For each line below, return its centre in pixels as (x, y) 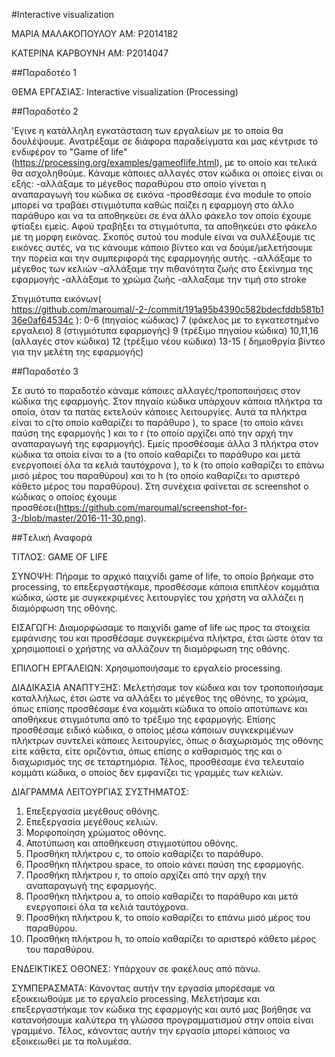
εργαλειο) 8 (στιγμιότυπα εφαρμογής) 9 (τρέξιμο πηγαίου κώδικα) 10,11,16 (165, 330)
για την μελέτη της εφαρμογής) (77, 352)
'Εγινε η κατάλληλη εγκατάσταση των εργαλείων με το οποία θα (147, 130)
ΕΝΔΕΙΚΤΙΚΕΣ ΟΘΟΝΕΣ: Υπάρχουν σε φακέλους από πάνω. (136, 968)
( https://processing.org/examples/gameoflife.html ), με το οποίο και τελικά (164, 162)
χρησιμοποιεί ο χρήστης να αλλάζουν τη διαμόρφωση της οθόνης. (151, 648)
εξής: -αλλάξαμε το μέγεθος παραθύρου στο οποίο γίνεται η (139, 183)
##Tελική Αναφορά (52, 537)
